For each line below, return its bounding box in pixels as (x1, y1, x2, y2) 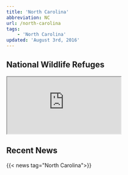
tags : (6, 26, 20, 32)
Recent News (6, 145, 58, 156)
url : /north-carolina (6, 20, 61, 26)
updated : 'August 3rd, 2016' (6, 37, 80, 43)
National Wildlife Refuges (6, 60, 105, 70)
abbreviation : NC (6, 15, 50, 21)
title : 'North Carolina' (6, 9, 69, 15)
